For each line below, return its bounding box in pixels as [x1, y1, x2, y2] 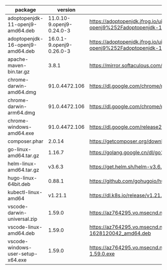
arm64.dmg [7, 109, 35, 116]
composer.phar [7, 138, 44, 145]
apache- [7, 56, 29, 63]
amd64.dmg [7, 89, 36, 95]
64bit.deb [7, 181, 31, 187]
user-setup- [7, 251, 38, 257]
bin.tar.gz [7, 68, 30, 75]
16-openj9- [7, 42, 37, 48]
